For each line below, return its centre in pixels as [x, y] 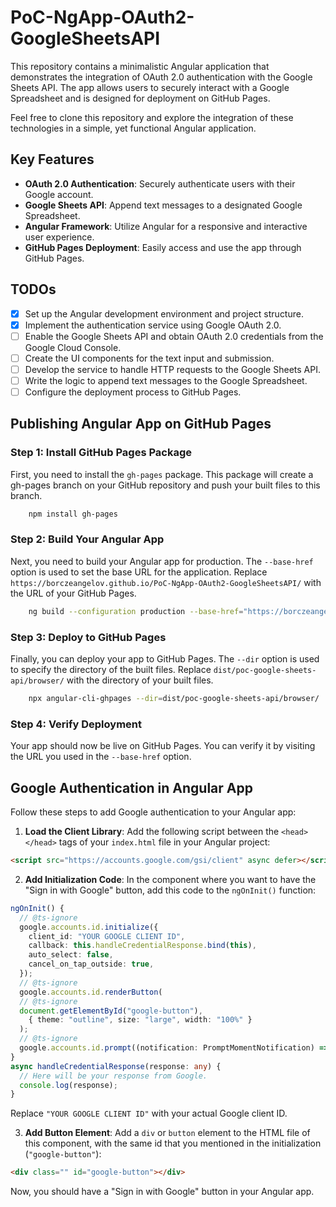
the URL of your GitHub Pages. [73, 593]
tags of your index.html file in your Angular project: [164, 842]
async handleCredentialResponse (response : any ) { [116, 1066]
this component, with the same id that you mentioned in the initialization [173, 1143]
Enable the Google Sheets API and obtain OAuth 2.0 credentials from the [174, 336]
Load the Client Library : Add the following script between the [152, 832]
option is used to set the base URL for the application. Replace [139, 572]
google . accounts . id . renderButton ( [91, 992]
